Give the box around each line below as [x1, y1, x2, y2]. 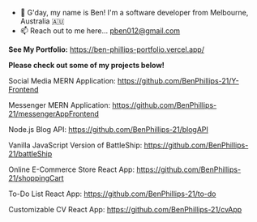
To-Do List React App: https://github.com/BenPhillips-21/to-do [8, 189, 216, 199]
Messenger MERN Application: [8, 100, 111, 109]
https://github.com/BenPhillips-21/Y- [117, 76, 239, 85]
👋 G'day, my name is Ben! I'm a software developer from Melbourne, [19, 8, 249, 17]
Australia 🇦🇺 [19, 16, 65, 26]
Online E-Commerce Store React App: [8, 164, 135, 174]
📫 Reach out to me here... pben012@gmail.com [19, 26, 181, 36]
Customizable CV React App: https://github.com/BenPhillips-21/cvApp [8, 205, 242, 214]
